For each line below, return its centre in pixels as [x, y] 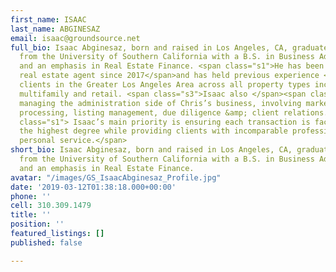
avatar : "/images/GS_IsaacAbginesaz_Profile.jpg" [116, 177]
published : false [46, 242]
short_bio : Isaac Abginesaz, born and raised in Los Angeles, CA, [151, 150]
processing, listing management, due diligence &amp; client [149, 112]
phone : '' [31, 196]
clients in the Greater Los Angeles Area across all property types [165, 85]
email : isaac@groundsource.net [75, 38]
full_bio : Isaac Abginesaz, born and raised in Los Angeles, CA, [149, 47]
